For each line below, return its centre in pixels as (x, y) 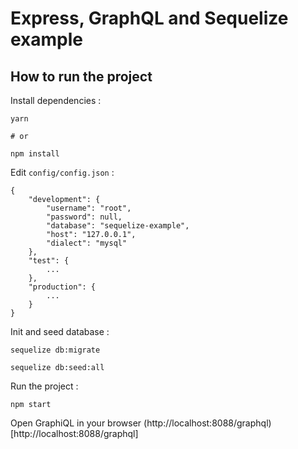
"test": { (49, 261)
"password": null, (84, 217)
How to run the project (81, 76)
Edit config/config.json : (62, 172)
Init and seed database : (60, 331)
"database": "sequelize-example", (118, 226)
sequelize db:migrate (55, 350)
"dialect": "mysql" (87, 243)
